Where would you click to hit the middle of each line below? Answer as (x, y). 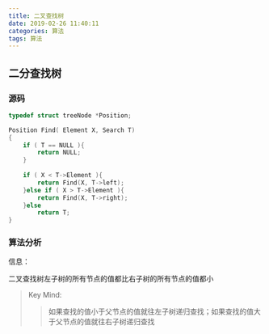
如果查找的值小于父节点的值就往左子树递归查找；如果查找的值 (151, 311)
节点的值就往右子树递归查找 (109, 322)
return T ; (54, 213)
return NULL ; (59, 153)
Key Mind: (45, 295)
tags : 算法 (25, 38)
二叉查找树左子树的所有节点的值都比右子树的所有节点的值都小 (111, 279)
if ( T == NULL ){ (54, 145)
